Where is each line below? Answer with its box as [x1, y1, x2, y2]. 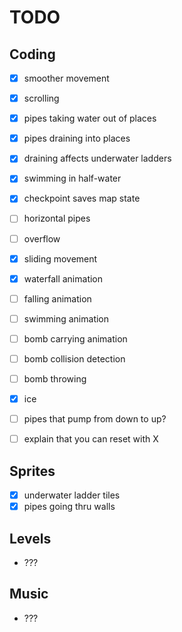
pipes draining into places [23, 132, 131, 145]
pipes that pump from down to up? [23, 413, 167, 425]
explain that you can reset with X [23, 433, 159, 445]
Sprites [9, 462, 56, 480]
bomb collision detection [23, 352, 126, 365]
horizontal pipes [23, 212, 91, 225]
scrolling [23, 92, 60, 105]
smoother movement [23, 72, 110, 84]
